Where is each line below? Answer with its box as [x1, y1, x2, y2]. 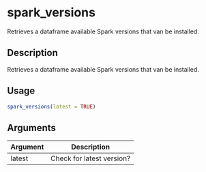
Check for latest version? [50, 154, 131, 163]
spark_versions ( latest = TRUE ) [7, 103, 96, 110]
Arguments [7, 121, 57, 134]
